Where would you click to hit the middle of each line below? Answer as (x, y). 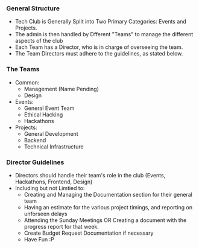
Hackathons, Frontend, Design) (54, 182)
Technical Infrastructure (54, 147)
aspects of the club (39, 41)
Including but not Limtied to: (50, 188)
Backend (35, 140)
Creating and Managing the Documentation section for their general (108, 194)
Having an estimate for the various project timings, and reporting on (108, 207)
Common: (27, 82)
